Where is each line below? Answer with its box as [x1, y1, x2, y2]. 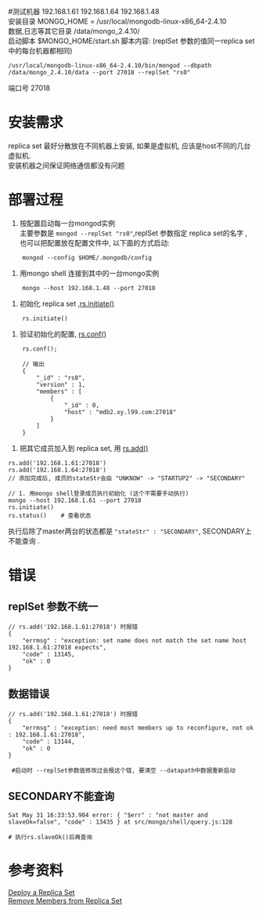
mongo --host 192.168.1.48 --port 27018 [22, 284, 156, 292]
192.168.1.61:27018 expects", [8, 643, 107, 651]
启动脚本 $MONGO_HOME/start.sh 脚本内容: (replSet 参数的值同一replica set [8, 36, 255, 45]
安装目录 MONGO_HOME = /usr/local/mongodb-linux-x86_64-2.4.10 [8, 16, 227, 26]
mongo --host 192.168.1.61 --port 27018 [8, 497, 142, 504]
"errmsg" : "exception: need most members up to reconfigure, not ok [22, 724, 254, 732]
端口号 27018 [8, 83, 51, 93]
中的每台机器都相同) [8, 46, 73, 55]
